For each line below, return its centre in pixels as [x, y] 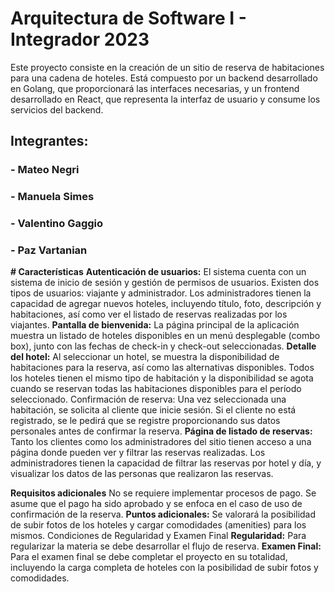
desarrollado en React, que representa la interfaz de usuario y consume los [165, 99]
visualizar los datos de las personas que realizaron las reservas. [142, 474]
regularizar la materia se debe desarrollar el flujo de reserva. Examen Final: [166, 546]
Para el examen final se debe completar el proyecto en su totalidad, [149, 557]
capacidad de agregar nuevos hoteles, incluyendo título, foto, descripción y [166, 304]
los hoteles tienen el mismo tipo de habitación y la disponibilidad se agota [162, 378]
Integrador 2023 [80, 39]
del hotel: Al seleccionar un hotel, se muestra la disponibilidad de [145, 357]
